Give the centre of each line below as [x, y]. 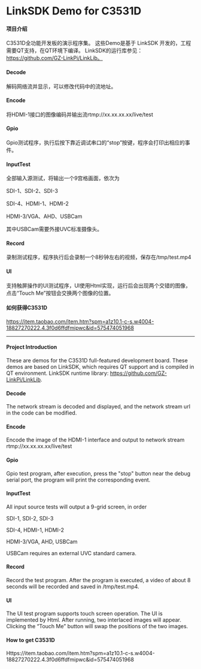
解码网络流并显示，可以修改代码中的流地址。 [61, 86]
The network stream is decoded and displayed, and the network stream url [98, 407]
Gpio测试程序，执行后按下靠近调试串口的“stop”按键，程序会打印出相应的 [96, 143]
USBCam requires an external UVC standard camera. [71, 553]
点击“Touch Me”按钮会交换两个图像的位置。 [60, 293]
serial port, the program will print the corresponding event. [78, 480]
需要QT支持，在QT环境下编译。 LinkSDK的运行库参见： [74, 51]
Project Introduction [32, 347]
